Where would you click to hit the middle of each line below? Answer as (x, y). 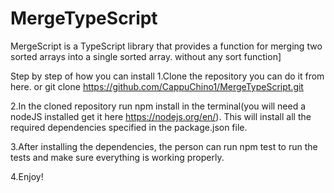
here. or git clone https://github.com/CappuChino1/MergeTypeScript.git (157, 86)
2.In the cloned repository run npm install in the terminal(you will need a (158, 106)
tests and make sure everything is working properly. (117, 157)
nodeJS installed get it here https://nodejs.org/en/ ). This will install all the (161, 116)
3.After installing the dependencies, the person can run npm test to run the (164, 146)
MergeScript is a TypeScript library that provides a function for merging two (166, 46)
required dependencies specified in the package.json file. (129, 127)
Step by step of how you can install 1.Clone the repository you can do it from (167, 76)
